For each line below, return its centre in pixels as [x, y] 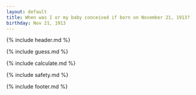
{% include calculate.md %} [41, 63]
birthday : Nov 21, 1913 [36, 23]
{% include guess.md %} [37, 52]
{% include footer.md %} [37, 87]
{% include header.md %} [38, 40]
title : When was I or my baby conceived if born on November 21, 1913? [98, 17]
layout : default [27, 12]
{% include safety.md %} [37, 75]
